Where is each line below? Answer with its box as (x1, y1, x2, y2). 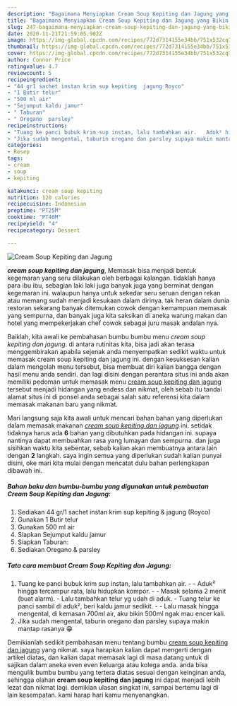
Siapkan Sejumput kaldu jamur (17, 530, 107, 539)
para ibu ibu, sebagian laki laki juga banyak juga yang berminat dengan (7, 281, 214, 290)
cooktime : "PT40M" (7, 213, 61, 221)
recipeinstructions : (7, 122, 68, 129)
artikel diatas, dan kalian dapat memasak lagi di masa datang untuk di (7, 653, 209, 661)
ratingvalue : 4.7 (7, 63, 59, 70)
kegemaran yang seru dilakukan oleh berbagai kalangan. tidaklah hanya (7, 273, 217, 282)
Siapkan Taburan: (17, 538, 69, 546)
